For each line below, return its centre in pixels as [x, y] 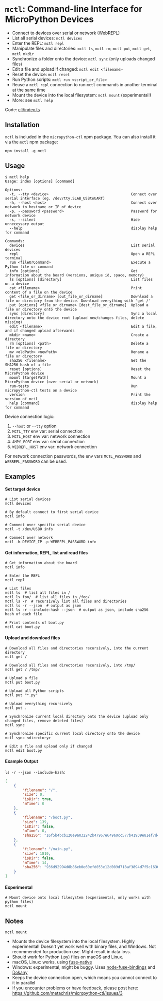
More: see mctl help [33, 100]
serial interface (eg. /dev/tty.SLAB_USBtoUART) [55, 198]
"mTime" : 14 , [36, 863]
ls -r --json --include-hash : [35, 772]
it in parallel [24, 983]
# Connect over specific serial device [45, 525]
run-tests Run [73, 386]
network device [20, 216]
